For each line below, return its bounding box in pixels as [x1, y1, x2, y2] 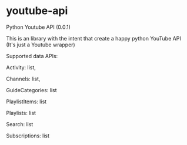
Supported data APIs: [6, 52, 58, 59]
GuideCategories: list [6, 86, 57, 93]
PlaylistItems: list [6, 98, 47, 105]
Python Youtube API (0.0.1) [6, 23, 71, 31]
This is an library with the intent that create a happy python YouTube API [6, 35, 181, 42]
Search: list [6, 120, 34, 127]
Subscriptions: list [6, 132, 50, 139]
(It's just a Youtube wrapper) [6, 41, 75, 48]
